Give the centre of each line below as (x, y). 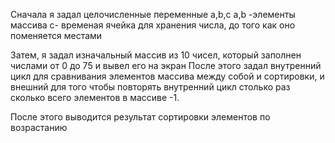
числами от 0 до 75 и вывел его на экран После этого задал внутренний (166, 65)
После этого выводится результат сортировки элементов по (140, 117)
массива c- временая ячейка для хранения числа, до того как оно (153, 25)
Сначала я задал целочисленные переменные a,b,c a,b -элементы (153, 14)
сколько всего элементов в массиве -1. (95, 97)
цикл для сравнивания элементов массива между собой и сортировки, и (167, 76)
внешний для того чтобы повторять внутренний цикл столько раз (150, 87)
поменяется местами (56, 35)
